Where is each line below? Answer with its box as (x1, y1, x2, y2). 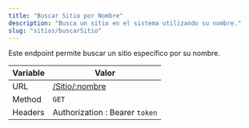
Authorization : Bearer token (52, 107, 158, 118)
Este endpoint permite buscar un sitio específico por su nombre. (8, 49, 221, 58)
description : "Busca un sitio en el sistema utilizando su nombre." (8, 19, 242, 27)
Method (12, 94, 42, 105)
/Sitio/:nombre (52, 81, 106, 92)
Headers (12, 107, 45, 118)
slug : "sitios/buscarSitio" (8, 26, 102, 34)
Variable (12, 67, 46, 78)
